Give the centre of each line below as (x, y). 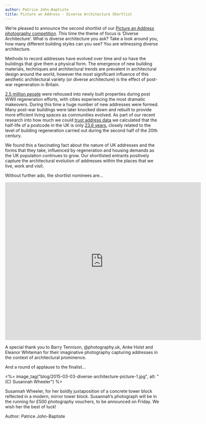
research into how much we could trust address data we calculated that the (81, 120)
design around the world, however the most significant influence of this (77, 74)
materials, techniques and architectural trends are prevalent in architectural (81, 69)
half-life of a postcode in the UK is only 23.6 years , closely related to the (78, 125)
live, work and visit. (24, 166)
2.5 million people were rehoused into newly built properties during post (78, 94)
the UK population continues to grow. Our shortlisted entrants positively (77, 155)
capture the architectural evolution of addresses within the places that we (79, 161)
